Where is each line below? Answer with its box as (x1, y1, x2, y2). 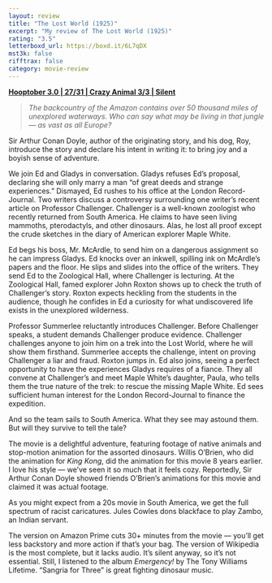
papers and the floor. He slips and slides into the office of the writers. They (8, 261, 259, 272)
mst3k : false (8, 50, 53, 58)
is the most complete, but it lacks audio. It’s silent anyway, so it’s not (8, 547, 237, 557)
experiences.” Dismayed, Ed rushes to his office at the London (8, 186, 217, 196)
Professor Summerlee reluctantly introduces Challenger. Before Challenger (8, 321, 259, 330)
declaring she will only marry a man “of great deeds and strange (8, 177, 223, 187)
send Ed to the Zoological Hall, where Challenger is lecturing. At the (8, 270, 235, 280)
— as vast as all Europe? (28, 119, 112, 130)
